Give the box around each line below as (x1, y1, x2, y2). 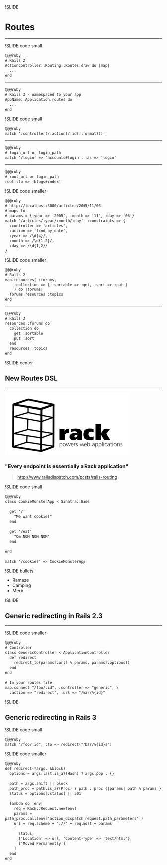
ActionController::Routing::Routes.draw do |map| (5, 63, 110, 68)
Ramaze (12, 577, 29, 583)
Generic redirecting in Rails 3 (5, 713, 97, 722)
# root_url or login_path (5, 174, 59, 179)
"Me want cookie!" (14, 514, 52, 519)
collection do (9, 326, 39, 331)
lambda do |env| (9, 801, 43, 806)
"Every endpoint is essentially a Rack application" (5, 463, 129, 470)
